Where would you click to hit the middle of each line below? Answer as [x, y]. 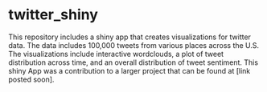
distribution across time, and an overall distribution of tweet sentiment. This [133, 62]
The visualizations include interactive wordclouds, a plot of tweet [116, 54]
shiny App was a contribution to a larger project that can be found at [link [129, 70]
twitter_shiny [53, 15]
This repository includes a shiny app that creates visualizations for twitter [130, 37]
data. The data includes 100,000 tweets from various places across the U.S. [134, 45]
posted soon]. [31, 79]
